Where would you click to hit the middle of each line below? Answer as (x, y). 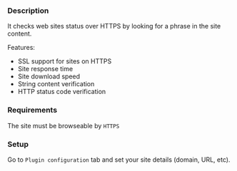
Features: (21, 48)
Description (28, 11)
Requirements (32, 110)
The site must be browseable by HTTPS (64, 125)
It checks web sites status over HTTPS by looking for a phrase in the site (114, 26)
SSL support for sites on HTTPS (65, 61)
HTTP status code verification (62, 92)
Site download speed (49, 76)
